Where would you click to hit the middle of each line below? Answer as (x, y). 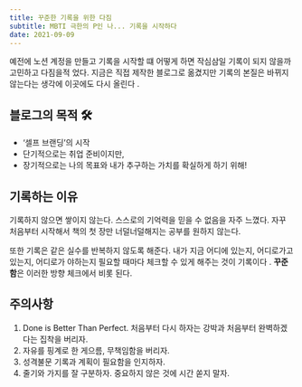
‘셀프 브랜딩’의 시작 (56, 143)
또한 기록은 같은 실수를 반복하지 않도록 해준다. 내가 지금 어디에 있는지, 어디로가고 (151, 250)
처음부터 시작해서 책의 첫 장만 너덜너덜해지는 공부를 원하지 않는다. (125, 231)
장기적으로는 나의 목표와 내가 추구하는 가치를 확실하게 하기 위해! (134, 165)
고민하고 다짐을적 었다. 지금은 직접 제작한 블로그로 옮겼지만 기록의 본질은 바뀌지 (149, 72)
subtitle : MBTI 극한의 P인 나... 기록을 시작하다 (93, 26)
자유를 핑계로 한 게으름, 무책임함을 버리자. (96, 350)
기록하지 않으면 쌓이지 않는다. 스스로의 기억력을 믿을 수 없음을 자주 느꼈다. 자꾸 (148, 220)
